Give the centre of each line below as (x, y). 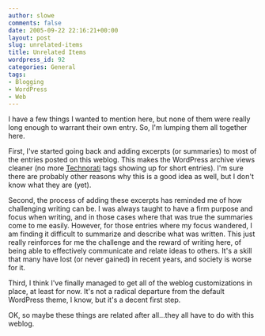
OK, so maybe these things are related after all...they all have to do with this (131, 315)
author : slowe (32, 15)
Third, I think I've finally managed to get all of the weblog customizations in (131, 283)
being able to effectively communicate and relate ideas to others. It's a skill (130, 251)
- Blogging (26, 82)
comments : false (35, 23)
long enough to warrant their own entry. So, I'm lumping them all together (128, 128)
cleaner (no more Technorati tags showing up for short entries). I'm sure (126, 168)
